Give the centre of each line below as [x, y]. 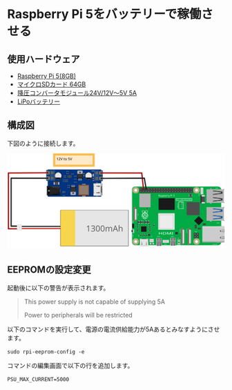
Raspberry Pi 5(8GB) [47, 76]
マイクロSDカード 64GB [51, 84]
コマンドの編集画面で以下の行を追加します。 [70, 365]
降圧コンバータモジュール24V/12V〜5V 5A [77, 93]
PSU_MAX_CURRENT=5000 [38, 379]
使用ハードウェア [43, 59]
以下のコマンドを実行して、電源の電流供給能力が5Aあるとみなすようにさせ [114, 329]
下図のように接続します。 [43, 143]
